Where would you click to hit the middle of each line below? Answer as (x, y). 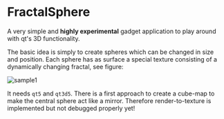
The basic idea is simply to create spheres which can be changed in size (111, 52)
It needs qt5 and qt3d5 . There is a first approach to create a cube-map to (111, 93)
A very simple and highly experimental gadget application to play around (112, 31)
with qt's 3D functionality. (44, 38)
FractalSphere (49, 12)
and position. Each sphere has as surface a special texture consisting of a (112, 59)
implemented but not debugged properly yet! (71, 108)
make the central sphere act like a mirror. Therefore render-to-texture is (109, 100)
